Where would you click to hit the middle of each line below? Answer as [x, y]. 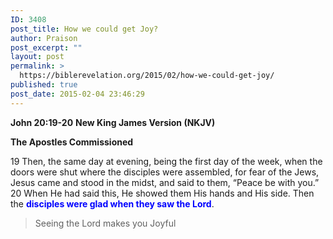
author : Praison [44, 38]
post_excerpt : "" [46, 47]
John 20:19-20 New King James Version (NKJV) [113, 122]
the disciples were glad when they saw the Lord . [112, 203]
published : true [44, 85]
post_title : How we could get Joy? [84, 29]
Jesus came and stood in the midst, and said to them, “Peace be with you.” [165, 182]
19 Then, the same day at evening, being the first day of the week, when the [166, 161]
